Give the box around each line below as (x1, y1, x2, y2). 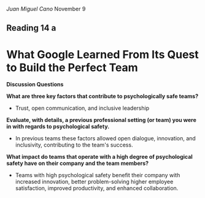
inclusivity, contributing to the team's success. (15, 141, 133, 149)
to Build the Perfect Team (6, 61, 138, 74)
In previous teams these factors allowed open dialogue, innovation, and (15, 135, 196, 142)
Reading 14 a (6, 23, 56, 33)
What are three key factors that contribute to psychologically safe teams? (6, 93, 198, 100)
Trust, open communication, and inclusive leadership (15, 104, 149, 112)
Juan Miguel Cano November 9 (6, 6, 86, 12)
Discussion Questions (6, 81, 64, 88)
